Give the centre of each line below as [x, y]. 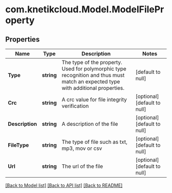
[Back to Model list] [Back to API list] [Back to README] [64, 185]
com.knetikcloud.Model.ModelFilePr [85, 9]
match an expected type [91, 82]
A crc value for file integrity [94, 100]
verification [75, 106]
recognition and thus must [93, 75]
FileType [18, 145]
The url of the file [82, 166]
